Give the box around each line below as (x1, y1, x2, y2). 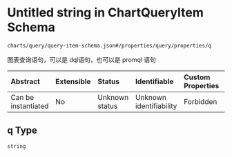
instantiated (10, 101, 49, 111)
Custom (184, 72, 211, 82)
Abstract (10, 76, 40, 86)
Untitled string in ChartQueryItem (7, 5, 204, 21)
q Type (7, 125, 38, 136)
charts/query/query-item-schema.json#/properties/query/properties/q (7, 42, 212, 49)
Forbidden (184, 96, 217, 106)
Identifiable (135, 76, 174, 86)
